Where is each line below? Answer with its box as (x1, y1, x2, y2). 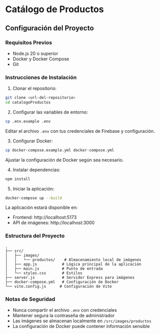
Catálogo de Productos (5, 4, 104, 15)
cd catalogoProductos (5, 100, 51, 105)
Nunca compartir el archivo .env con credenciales (12, 307, 117, 313)
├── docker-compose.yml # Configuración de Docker (5, 279, 119, 284)
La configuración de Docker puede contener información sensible (12, 323, 150, 329)
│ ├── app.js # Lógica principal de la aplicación (5, 262, 142, 267)
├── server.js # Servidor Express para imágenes (5, 275, 135, 280)
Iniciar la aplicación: (12, 185, 55, 192)
